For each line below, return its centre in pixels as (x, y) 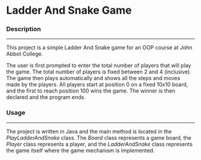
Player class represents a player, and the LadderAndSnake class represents (100, 144)
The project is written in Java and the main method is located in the (89, 131)
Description (24, 29)
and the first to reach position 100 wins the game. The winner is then (91, 91)
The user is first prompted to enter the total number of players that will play (99, 66)
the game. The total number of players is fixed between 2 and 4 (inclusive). (99, 72)
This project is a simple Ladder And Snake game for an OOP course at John (99, 48)
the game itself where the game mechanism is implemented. (80, 150)
